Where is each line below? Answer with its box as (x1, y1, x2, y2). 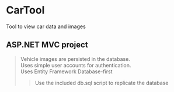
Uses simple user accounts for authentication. (20, 62, 131, 69)
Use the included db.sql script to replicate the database (34, 79, 169, 86)
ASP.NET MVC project (6, 40, 89, 50)
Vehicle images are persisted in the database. (20, 55, 130, 62)
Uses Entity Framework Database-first (20, 68, 113, 75)
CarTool (6, 4, 45, 17)
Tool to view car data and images (6, 23, 86, 30)
